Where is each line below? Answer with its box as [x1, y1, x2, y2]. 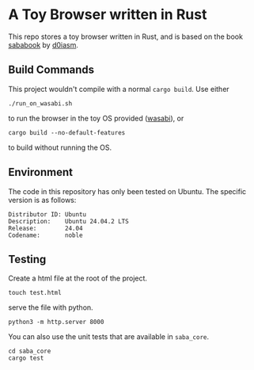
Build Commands [8, 63, 95, 77]
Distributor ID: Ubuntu [8, 210, 87, 219]
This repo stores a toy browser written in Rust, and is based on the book [8, 32, 244, 41]
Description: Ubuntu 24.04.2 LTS [8, 217, 129, 225]
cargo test [8, 354, 44, 362]
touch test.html [8, 289, 62, 297]
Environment [8, 166, 74, 179]
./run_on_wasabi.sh [8, 99, 73, 108]
